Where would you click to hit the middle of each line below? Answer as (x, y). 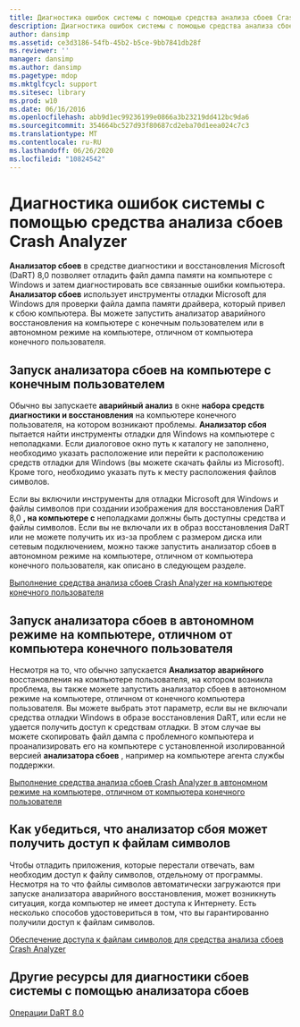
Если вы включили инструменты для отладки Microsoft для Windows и (144, 499)
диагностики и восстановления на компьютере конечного (123, 415)
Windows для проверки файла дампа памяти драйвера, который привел (147, 304)
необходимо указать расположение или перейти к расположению (137, 454)
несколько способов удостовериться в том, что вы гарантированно (139, 912)
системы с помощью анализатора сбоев (129, 991)
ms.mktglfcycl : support (54, 84)
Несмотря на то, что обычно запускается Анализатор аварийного (137, 670)
